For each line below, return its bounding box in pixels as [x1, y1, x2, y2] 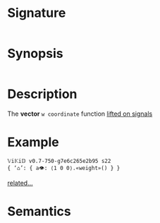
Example [7, 134, 59, 150]
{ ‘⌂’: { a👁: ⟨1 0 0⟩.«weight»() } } [7, 164, 121, 171]
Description [7, 86, 78, 102]
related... [7, 179, 33, 187]
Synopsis [7, 46, 63, 61]
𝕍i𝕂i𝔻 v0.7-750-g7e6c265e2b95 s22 [7, 157, 111, 164]
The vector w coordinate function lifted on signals [7, 109, 153, 118]
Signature [7, 5, 66, 21]
